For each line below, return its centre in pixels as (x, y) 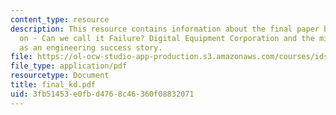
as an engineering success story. (91, 47)
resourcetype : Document (60, 76)
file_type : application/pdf (69, 66)
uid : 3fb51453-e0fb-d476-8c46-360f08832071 (102, 94)
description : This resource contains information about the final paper (165, 29)
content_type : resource (60, 19)
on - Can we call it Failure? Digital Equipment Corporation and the (167, 38)
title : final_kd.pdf (53, 85)
